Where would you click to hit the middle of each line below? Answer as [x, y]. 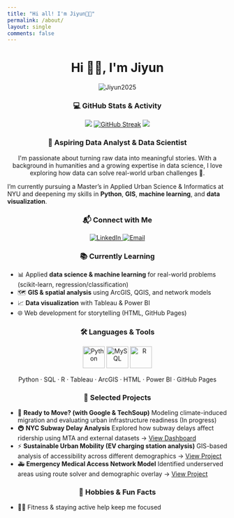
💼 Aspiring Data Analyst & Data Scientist [117, 143]
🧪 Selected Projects [117, 398]
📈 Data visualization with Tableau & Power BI [83, 303]
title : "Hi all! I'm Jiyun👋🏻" [51, 14]
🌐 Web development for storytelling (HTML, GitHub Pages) [102, 313]
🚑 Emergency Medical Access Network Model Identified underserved [120, 463]
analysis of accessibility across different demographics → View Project [119, 456]
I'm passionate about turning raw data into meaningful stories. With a [117, 157]
